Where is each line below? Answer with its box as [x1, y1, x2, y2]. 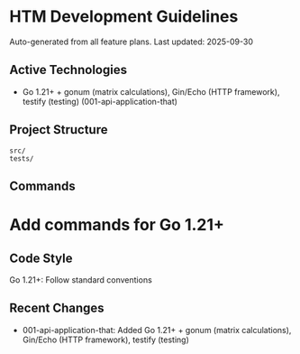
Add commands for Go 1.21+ [9, 215, 225, 236]
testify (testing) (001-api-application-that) [22, 96, 178, 107]
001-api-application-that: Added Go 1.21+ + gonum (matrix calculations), [22, 324, 292, 335]
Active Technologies [9, 62, 128, 78]
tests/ [9, 154, 34, 163]
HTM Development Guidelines [9, 6, 239, 27]
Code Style [9, 250, 73, 265]
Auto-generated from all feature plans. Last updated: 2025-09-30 [9, 36, 254, 47]
